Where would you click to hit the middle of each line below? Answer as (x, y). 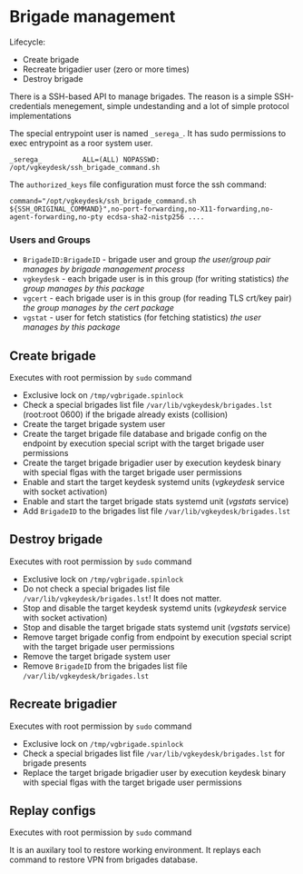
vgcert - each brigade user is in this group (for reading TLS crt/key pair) (157, 298)
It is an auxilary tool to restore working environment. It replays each (135, 850)
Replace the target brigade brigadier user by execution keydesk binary (154, 772)
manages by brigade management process (104, 269)
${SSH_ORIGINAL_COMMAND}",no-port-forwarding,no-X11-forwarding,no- (142, 209)
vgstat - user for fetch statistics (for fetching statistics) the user (142, 318)
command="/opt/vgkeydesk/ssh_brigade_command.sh (103, 201)
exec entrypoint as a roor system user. (81, 143)
